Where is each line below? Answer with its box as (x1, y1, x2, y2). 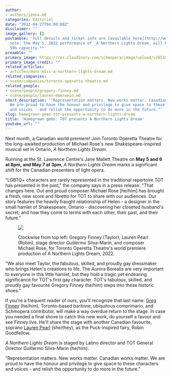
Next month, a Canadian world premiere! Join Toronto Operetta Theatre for (5, 135, 162, 141)
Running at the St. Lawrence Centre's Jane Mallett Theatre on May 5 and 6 (5, 156, 162, 162)
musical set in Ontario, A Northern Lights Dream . (5, 146, 107, 152)
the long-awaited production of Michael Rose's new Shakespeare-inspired (5, 141, 161, 147)
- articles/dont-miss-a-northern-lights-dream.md (5, 69, 113, 74)
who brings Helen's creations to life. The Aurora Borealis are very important (5, 266, 164, 272)
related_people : (5, 83, 40, 88)
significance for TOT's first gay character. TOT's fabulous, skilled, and (5, 277, 153, 283)
